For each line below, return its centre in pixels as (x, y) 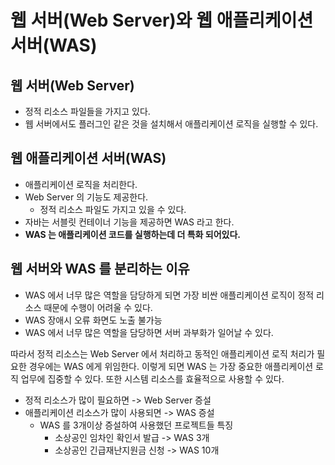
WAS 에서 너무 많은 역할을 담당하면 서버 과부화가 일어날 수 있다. (149, 332)
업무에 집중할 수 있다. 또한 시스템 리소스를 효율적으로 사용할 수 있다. (152, 378)
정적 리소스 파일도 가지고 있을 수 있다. (113, 209)
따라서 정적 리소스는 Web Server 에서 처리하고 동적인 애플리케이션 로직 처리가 (162, 353)
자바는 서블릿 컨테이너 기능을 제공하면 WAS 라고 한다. (129, 222)
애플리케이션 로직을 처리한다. (81, 184)
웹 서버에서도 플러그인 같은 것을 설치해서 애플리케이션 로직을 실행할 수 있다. (171, 124)
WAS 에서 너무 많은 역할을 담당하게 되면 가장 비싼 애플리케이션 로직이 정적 (169, 295)
